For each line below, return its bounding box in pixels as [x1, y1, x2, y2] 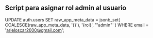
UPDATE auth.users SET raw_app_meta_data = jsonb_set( [5, 17, 120, 22]
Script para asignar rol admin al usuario [5, 4, 127, 12]
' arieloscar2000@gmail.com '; [5, 27, 65, 33]
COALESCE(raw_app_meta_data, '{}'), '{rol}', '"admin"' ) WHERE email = [5, 22, 149, 28]
